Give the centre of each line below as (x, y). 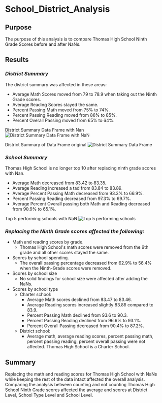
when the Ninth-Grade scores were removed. (65, 268)
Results (17, 60)
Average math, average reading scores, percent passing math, (90, 336)
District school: (35, 331)
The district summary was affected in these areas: (56, 84)
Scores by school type (35, 289)
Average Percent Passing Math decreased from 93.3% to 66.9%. (78, 193)
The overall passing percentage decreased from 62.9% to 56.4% (86, 263)
